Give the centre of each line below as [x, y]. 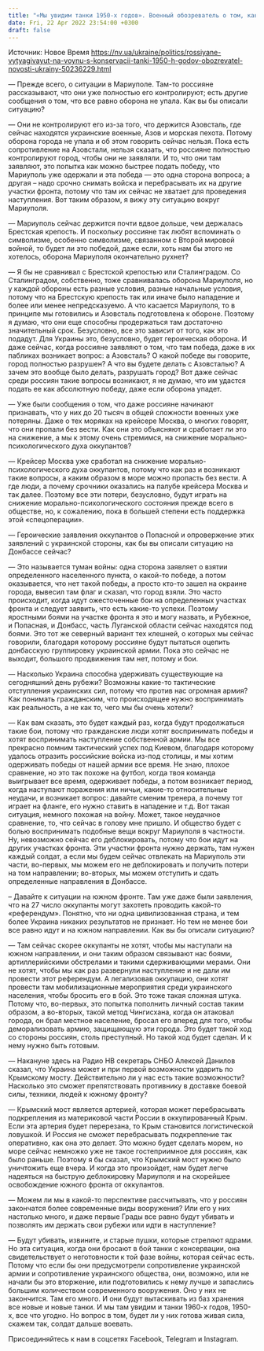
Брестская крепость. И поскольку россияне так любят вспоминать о [125, 232]
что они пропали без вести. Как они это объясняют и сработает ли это [127, 429]
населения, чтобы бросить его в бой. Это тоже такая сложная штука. [125, 996]
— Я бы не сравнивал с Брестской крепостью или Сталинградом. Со [125, 272]
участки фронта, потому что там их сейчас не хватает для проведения [127, 191]
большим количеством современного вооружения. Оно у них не [117, 1290]
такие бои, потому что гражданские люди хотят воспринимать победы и [131, 731]
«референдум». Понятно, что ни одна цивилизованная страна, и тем [124, 914]
